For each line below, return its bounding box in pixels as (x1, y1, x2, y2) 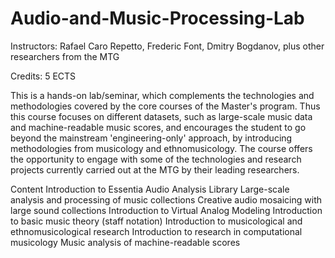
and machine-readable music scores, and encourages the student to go (10, 121, 307, 133)
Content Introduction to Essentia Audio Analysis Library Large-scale (10, 183, 290, 195)
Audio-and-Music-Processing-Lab (10, 7, 305, 30)
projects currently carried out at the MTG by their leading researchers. (10, 163, 300, 176)
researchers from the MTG (10, 50, 120, 62)
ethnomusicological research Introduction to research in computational (10, 225, 303, 237)
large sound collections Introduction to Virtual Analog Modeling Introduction (10, 204, 323, 216)
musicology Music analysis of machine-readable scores (10, 236, 241, 248)
